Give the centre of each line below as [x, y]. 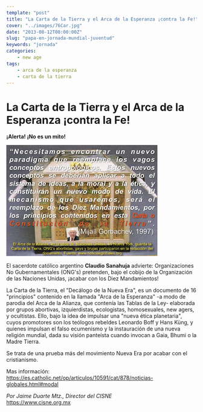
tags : [13, 63]
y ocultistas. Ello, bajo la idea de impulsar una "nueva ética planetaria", [94, 316]
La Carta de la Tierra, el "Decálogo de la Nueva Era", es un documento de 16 [101, 291]
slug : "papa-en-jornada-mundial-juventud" [60, 38]
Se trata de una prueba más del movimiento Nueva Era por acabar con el [97, 353]
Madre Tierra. [23, 342]
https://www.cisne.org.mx [39, 402]
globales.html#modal [32, 384]
